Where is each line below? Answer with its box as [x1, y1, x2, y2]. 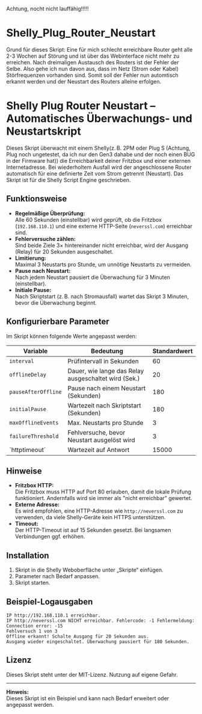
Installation [6, 550, 49, 561]
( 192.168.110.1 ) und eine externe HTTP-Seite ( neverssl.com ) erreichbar [14, 222, 192, 230]
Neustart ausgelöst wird [67, 436, 135, 444]
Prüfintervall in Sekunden [67, 357, 139, 365]
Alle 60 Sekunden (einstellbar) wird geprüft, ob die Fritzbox [14, 216, 162, 223]
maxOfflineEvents [9, 419, 59, 426]
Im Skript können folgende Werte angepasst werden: [6, 332, 137, 340]
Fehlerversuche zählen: [14, 235, 76, 242]
